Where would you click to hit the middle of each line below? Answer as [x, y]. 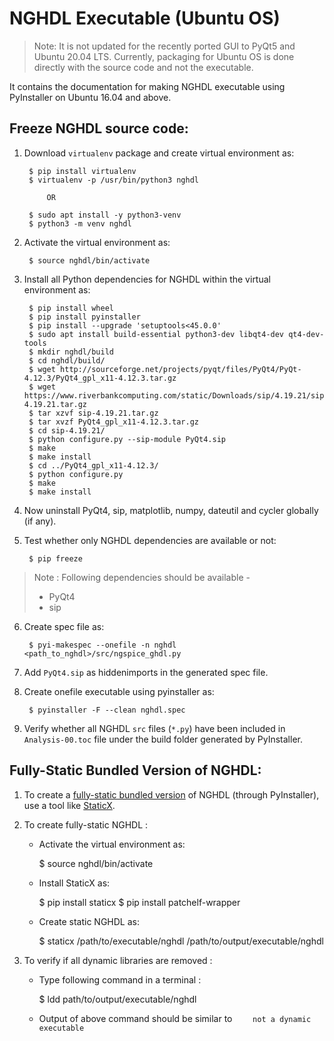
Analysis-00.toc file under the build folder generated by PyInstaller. [163, 739]
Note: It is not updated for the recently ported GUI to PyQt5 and [164, 46]
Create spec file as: [64, 626]
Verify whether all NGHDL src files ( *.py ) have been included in [154, 728]
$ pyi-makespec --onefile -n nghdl [102, 645]
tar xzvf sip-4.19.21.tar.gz [98, 413]
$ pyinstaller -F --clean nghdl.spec [107, 710]
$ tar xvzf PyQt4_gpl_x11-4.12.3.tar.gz [114, 422]
